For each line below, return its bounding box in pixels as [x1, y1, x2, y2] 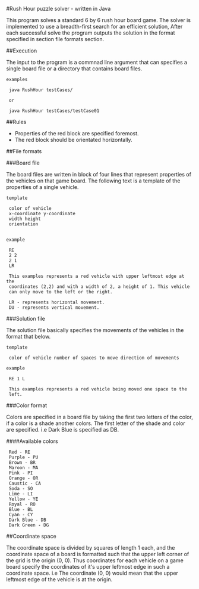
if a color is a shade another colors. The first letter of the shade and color [6, 420, 185, 427]
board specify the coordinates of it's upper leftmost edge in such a [6, 563, 170, 570]
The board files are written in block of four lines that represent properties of [6, 171, 192, 178]
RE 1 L [8, 376, 26, 382]
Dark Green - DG [8, 522, 49, 528]
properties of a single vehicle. [6, 184, 79, 190]
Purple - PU [8, 454, 39, 460]
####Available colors [6, 438, 58, 445]
